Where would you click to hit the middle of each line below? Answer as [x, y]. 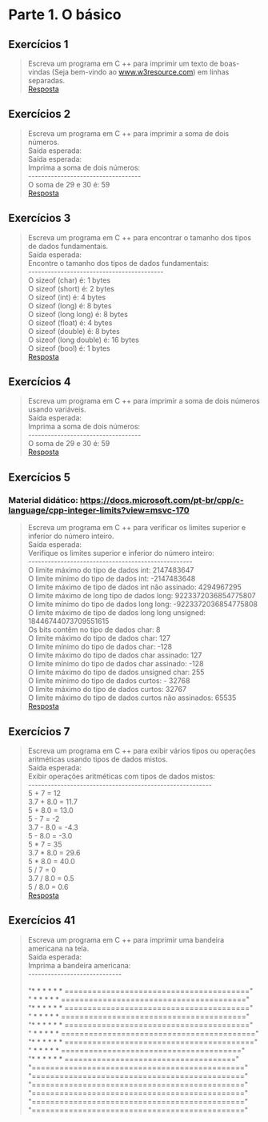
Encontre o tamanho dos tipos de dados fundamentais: [118, 263]
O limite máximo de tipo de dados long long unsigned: [117, 613]
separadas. [46, 80]
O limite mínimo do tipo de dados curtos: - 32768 [109, 681]
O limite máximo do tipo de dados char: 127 [99, 638]
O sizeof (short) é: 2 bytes [71, 288]
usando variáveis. [57, 409]
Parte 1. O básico [65, 15]
